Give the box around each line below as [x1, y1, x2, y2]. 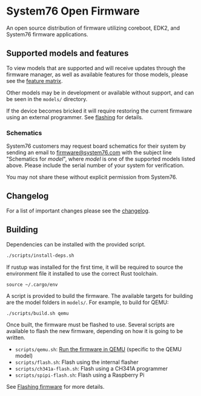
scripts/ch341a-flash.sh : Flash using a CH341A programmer [15, 365, 168, 372]
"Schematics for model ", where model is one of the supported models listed [6, 156, 196, 163]
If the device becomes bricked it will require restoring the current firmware [6, 107, 193, 114]
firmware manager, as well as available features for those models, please [6, 71, 188, 78]
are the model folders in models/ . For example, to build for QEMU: [6, 299, 169, 306]
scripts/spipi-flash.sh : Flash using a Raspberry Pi [15, 371, 145, 378]
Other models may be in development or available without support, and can [6, 89, 194, 96]
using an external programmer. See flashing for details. [6, 113, 143, 120]
